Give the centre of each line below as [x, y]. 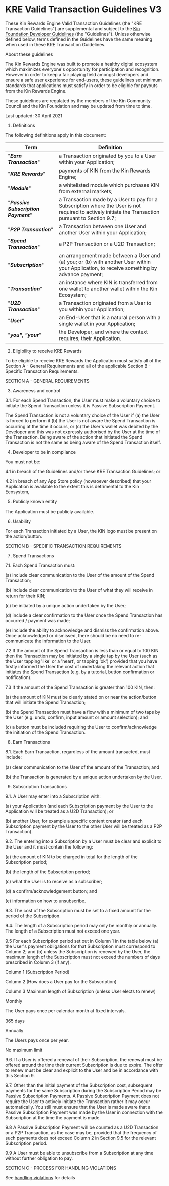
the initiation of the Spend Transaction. [45, 732]
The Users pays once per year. [37, 1040]
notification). [18, 677]
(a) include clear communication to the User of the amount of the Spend [80, 575]
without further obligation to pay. [39, 1158]
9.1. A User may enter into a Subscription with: [53, 796]
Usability [22, 521]
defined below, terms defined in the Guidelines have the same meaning [79, 39]
